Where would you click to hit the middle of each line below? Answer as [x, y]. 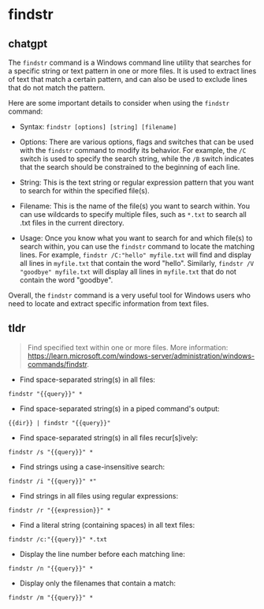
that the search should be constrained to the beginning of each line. [130, 167]
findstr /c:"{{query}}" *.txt [58, 539]
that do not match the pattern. [57, 88]
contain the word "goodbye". [66, 280]
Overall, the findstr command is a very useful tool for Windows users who [129, 295]
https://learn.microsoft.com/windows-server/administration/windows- [141, 356]
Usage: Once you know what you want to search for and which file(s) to [136, 238]
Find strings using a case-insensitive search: [92, 466]
